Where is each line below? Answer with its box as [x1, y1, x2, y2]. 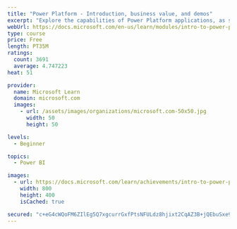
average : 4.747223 [13, 63, 68, 70]
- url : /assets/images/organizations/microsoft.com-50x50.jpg [20, 108, 207, 115]
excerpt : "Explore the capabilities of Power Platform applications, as [7, 17, 226, 24]
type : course [7, 30, 46, 37]
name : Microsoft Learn [13, 89, 80, 96]
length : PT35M [7, 43, 49, 50]
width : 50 [25, 115, 55, 122]
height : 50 [25, 121, 59, 128]
